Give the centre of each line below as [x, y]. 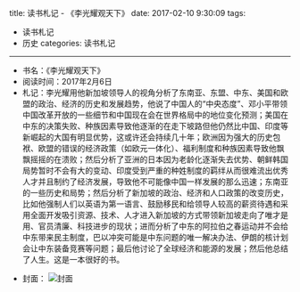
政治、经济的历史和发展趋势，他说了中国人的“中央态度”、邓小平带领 [163, 104]
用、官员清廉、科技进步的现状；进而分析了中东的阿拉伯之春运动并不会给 [155, 226]
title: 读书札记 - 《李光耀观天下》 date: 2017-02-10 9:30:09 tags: [128, 13]
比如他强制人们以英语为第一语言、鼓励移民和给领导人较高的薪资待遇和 [151, 204]
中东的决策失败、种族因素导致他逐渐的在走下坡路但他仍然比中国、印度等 [155, 126]
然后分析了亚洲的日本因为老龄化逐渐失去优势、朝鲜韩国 [186, 159]
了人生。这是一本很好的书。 [73, 260]
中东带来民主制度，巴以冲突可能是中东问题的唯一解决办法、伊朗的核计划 [155, 237]
